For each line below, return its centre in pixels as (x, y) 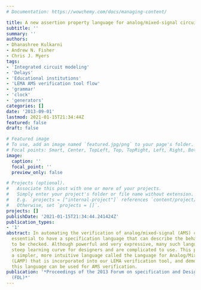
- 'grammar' (21, 89)
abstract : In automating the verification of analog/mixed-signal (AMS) (99, 233)
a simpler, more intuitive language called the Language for (89, 255)
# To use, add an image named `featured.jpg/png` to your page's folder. (100, 145)
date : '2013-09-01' (31, 111)
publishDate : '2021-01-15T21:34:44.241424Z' (63, 216)
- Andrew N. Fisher (31, 51)
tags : (13, 61)
